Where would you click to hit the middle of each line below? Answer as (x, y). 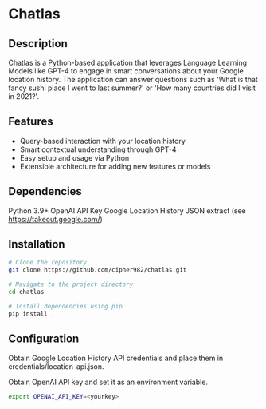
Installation (37, 244)
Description (38, 44)
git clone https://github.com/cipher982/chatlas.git (98, 270)
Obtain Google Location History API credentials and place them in (116, 358)
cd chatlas (26, 292)
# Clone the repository (48, 263)
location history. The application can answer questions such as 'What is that (133, 79)
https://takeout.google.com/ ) (56, 219)
